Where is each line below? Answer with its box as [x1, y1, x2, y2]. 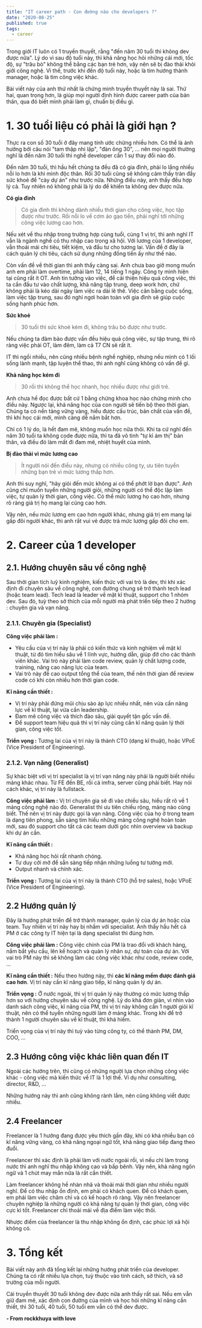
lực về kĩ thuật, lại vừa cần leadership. [14, 707, 109, 714]
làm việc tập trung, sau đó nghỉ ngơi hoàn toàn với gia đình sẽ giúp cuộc [6, 294, 185, 301]
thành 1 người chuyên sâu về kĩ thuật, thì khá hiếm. [6, 1016, 131, 1023]
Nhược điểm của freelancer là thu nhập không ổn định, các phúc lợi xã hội [6, 1218, 190, 1225]
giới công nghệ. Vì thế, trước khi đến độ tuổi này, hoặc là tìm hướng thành [6, 67, 188, 74]
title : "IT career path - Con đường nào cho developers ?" [6, 8, 158, 15]
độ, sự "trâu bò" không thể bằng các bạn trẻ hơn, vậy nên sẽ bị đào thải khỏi [6, 61, 196, 68]
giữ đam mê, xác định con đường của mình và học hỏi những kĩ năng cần [6, 1297, 187, 1304]
